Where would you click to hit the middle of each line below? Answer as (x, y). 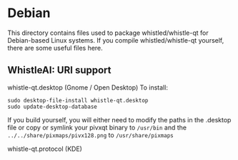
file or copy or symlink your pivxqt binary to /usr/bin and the (97, 127)
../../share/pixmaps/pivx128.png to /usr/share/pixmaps (90, 135)
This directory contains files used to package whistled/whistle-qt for (108, 33)
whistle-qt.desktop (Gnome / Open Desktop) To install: (88, 87)
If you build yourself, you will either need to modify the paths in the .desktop (119, 119)
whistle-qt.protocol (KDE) (45, 149)
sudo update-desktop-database (53, 107)
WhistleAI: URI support (59, 70)
